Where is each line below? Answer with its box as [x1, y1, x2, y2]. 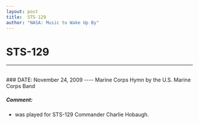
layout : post [6, 8, 38, 15]
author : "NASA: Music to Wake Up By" [6, 19, 99, 25]
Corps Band [6, 83, 36, 90]
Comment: [6, 96, 33, 103]
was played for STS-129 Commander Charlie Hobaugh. [14, 111, 149, 118]
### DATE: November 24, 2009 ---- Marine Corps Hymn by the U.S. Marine [6, 76, 191, 83]
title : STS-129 [6, 14, 46, 20]
